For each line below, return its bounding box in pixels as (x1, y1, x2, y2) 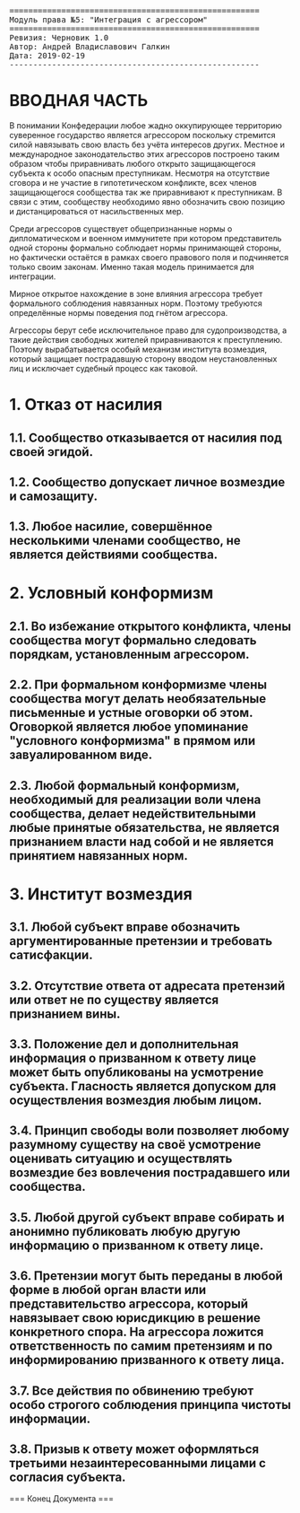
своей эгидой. (9, 444, 94, 459)
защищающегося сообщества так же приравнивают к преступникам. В (9, 187, 283, 197)
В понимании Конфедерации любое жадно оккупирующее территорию (9, 119, 282, 131)
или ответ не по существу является (9, 992, 219, 1007)
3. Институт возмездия (9, 884, 193, 904)
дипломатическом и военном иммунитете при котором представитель (9, 232, 282, 243)
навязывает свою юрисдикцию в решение (9, 1310, 261, 1325)
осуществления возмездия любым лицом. (9, 1093, 262, 1108)
